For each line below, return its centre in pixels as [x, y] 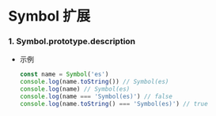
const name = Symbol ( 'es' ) [64, 75]
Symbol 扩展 [49, 16]
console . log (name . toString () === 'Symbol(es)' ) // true [114, 103]
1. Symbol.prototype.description [72, 42]
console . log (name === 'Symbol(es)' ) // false [96, 97]
